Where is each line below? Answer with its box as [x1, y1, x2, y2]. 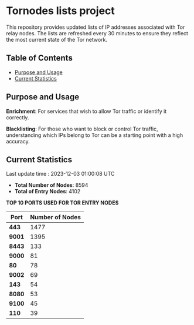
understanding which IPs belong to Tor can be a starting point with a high [6, 131, 183, 139]
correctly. [6, 113, 29, 121]
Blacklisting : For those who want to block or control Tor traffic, [6, 125, 158, 132]
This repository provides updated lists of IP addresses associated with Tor [6, 24, 185, 31]
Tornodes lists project [6, 4, 115, 18]
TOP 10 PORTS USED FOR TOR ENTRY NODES [6, 199, 119, 206]
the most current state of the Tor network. [6, 36, 107, 43]
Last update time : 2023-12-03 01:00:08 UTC [6, 170, 115, 177]
